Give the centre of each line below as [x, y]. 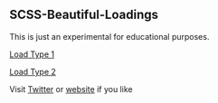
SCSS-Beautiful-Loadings [84, 15]
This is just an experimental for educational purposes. [109, 36]
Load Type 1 [32, 54]
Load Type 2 [33, 71]
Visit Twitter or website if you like [71, 89]
